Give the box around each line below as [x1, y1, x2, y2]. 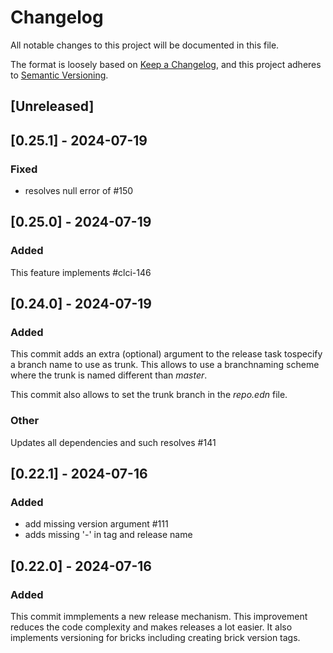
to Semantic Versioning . [10, 69, 109, 81]
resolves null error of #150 [24, 185, 134, 197]
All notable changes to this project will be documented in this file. [10, 39, 280, 51]
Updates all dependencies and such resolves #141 [10, 436, 217, 448]
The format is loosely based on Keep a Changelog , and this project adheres [10, 58, 322, 70]
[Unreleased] [10, 98, 95, 115]
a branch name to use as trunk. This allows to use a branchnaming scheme [10, 359, 320, 371]
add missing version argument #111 [24, 518, 169, 530]
